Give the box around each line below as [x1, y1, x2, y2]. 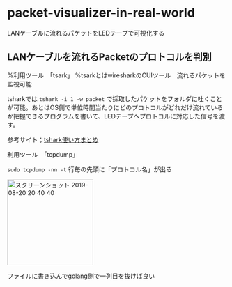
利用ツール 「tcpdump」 [7, 150, 79, 158]
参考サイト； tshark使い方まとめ [7, 135, 99, 143]
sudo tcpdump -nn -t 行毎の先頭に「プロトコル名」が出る [7, 165, 172, 173]
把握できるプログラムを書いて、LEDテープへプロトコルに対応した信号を [13, 111, 219, 120]
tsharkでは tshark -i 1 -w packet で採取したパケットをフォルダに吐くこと [7, 94, 223, 102]
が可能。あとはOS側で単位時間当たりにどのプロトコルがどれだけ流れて [7, 103, 211, 111]
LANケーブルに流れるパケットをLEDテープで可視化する [7, 29, 165, 37]
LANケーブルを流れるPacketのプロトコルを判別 [7, 51, 212, 63]
